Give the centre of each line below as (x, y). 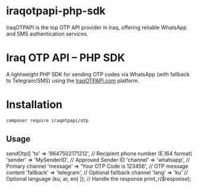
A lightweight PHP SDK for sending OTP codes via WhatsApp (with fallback (98, 74)
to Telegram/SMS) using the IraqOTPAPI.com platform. (73, 80)
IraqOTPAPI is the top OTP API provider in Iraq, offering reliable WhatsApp (96, 27)
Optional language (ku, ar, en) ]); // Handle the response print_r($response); (99, 178)
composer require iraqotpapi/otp (47, 120)
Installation (34, 105)
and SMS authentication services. (47, 33)
